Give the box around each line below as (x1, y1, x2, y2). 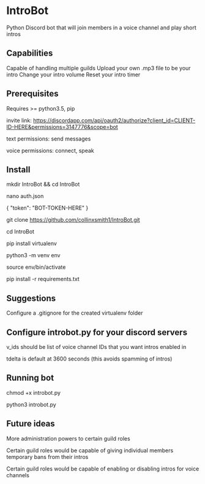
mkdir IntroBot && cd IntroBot (6, 181, 80, 188)
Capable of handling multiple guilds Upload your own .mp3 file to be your (6, 64, 191, 71)
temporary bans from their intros (6, 453, 89, 460)
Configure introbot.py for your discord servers (6, 327, 188, 337)
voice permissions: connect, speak (6, 147, 95, 154)
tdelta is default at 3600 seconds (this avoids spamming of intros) (6, 355, 173, 362)
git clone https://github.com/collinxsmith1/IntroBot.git (6, 216, 140, 224)
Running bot (6, 373, 54, 383)
